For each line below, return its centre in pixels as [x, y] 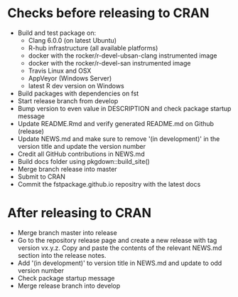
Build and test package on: [57, 33]
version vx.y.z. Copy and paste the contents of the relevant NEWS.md [120, 248]
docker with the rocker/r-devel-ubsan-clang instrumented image [123, 56]
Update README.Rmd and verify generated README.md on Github [116, 123]
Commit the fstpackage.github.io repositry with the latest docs [109, 184]
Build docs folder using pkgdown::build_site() [84, 161]
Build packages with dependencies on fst [78, 93]
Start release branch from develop [68, 100]
